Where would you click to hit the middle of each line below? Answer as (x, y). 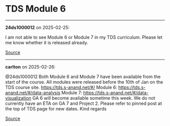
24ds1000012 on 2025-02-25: (37, 27)
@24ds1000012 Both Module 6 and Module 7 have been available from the (83, 77)
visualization (18, 98)
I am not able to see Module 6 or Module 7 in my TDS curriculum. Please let (84, 37)
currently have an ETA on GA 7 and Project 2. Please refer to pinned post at (84, 103)
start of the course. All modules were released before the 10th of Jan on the (84, 82)
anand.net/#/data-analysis (33, 92)
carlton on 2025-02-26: (30, 67)
